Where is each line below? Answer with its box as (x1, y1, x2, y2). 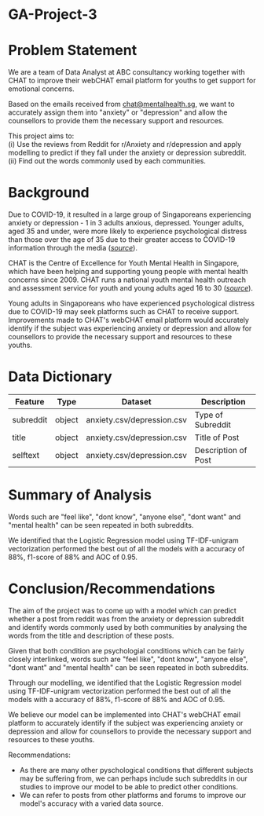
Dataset (121, 397, 152, 407)
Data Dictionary (8, 368, 112, 386)
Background (8, 184, 90, 202)
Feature (15, 397, 45, 407)
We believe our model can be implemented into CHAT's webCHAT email (8, 709, 241, 719)
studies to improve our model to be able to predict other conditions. (19, 781, 238, 791)
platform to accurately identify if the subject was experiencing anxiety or (8, 718, 244, 727)
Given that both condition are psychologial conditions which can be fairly (8, 646, 245, 655)
